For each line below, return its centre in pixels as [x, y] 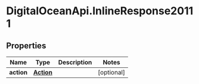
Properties [26, 46]
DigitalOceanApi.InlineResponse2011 [100, 11]
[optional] [111, 72]
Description [75, 62]
